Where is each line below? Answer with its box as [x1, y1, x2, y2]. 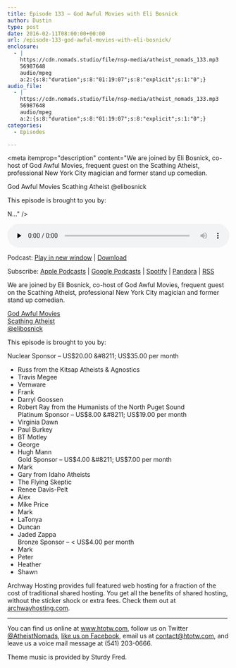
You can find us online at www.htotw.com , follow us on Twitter [7, 624, 188, 633]
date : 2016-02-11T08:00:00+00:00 [7, 30, 106, 37]
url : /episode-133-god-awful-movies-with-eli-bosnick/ [7, 37, 172, 44]
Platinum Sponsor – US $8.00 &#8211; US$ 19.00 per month [17, 411, 187, 419]
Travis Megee [17, 373, 58, 382]
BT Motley [17, 433, 47, 442]
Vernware [17, 380, 46, 389]
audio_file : [7, 83, 42, 90]
